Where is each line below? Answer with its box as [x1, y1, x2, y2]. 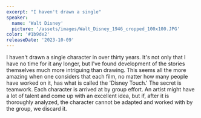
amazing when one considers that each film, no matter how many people [6, 73, 188, 80]
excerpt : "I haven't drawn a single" [6, 8, 102, 15]
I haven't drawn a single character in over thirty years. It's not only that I [6, 54, 186, 61]
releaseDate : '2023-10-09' [6, 37, 74, 43]
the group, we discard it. [6, 105, 68, 112]
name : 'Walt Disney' [12, 20, 64, 26]
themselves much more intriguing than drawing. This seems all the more [6, 67, 186, 73]
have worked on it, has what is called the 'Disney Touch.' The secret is [6, 79, 182, 87]
